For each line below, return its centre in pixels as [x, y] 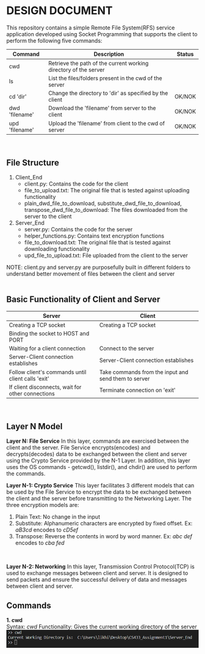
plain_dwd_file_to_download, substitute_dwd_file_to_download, [103, 203]
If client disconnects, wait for [45, 387]
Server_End [30, 223]
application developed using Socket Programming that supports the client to [102, 34]
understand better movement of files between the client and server [91, 274]
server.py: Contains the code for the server [78, 229]
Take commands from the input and [144, 372]
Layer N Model [34, 426]
